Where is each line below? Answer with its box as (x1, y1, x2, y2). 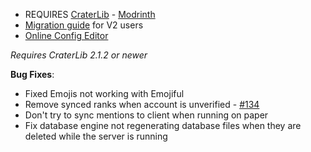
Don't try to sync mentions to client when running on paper (24, 109, 269, 121)
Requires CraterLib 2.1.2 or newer (10, 49, 148, 61)
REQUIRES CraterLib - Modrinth (24, 9, 156, 20)
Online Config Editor (24, 30, 109, 41)
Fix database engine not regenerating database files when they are (24, 120, 302, 131)
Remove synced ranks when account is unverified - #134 (24, 99, 260, 110)
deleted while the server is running (24, 130, 168, 142)
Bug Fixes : (10, 69, 55, 80)
